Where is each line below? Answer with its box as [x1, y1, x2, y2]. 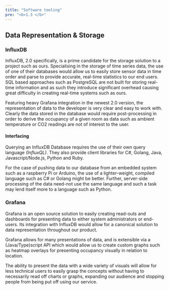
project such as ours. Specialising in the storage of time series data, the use [5, 63, 163, 69]
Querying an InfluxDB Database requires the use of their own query [5, 144, 146, 150]
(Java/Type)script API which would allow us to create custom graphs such [5, 242, 160, 248]
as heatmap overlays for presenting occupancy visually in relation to [5, 247, 148, 253]
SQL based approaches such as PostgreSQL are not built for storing [5, 79, 147, 85]
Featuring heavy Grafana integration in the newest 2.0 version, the [5, 100, 143, 106]
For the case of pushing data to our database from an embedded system [5, 165, 157, 171]
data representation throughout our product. [5, 227, 98, 233]
